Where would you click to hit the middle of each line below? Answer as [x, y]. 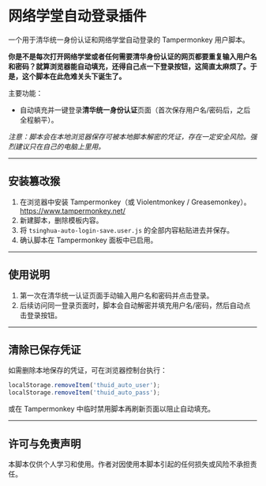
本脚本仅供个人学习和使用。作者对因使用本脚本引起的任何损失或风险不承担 [129, 464]
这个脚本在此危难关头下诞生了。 [74, 76]
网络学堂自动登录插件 [78, 16]
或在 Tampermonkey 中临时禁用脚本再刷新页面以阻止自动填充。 [112, 409]
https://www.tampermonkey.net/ [73, 211]
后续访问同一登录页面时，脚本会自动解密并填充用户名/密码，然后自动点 [135, 305]
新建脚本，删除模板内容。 [61, 220]
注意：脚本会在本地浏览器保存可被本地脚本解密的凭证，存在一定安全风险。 [129, 136]
